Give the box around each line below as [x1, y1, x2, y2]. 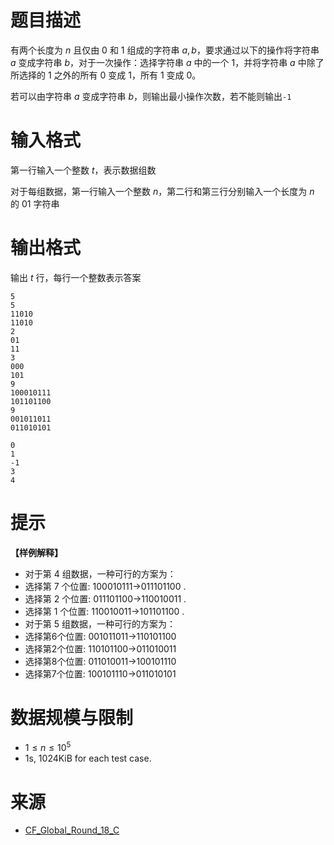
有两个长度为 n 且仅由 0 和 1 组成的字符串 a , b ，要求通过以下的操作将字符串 [10, 44, 320, 56]
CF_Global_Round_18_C [24, 824, 120, 836]
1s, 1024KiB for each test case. [24, 752, 152, 765]
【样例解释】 [10, 546, 63, 558]
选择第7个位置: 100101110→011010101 [24, 667, 177, 680]
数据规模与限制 [10, 706, 134, 729]
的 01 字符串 [10, 197, 60, 210]
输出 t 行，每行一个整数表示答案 [10, 271, 142, 283]
